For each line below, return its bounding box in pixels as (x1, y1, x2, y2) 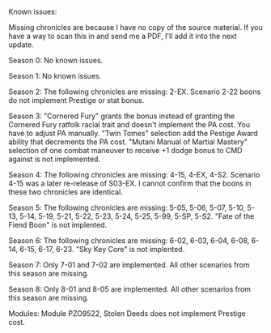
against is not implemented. (8, 154, 101, 164)
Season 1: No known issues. (8, 71, 102, 80)
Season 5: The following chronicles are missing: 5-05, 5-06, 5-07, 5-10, (8, 203, 246, 212)
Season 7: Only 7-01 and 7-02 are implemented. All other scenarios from (8, 260, 250, 270)
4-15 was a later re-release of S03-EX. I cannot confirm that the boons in (8, 178, 252, 188)
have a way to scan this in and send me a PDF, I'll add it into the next (8, 32, 237, 41)
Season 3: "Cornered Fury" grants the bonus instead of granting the (8, 111, 235, 121)
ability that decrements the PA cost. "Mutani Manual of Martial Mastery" (8, 137, 248, 147)
